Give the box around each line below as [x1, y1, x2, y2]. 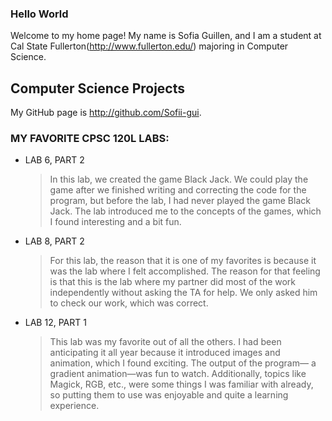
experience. [49, 400, 100, 412]
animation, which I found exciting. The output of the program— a [49, 357, 317, 369]
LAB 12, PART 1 [24, 317, 87, 329]
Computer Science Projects [10, 80, 186, 97]
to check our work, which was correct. [49, 297, 209, 309]
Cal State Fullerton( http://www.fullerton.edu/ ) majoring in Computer [10, 40, 289, 52]
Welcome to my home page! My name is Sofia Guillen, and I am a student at [10, 30, 322, 42]
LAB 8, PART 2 [24, 235, 85, 247]
